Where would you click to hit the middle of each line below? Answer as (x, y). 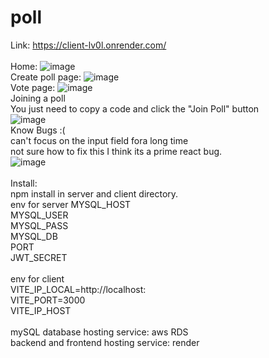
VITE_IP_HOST (41, 310)
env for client (37, 278)
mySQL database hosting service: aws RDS (99, 332)
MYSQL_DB (34, 236)
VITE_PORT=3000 (48, 300)
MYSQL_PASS (39, 225)
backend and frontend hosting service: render (105, 342)
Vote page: (33, 87)
